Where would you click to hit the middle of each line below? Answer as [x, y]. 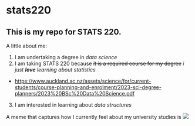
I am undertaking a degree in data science [66, 57]
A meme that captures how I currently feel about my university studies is [94, 117]
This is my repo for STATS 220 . [64, 32]
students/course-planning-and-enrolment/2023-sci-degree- [88, 87]
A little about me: [27, 46]
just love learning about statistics [55, 70]
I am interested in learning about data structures [73, 105]
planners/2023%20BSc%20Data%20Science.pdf [75, 93]
